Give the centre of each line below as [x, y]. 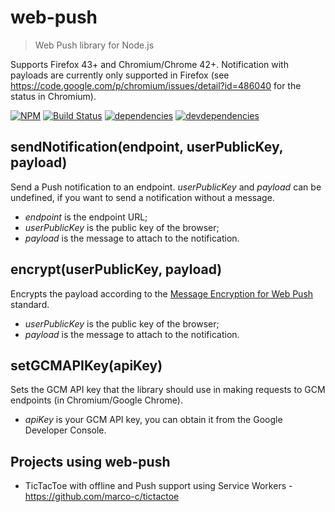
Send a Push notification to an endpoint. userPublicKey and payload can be [166, 187]
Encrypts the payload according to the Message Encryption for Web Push [162, 293]
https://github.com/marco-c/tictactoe [102, 497]
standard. [30, 304]
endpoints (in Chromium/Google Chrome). [96, 400]
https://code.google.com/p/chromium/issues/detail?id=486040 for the [156, 85]
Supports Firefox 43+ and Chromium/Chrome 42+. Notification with [149, 64]
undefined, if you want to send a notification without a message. [142, 197]
